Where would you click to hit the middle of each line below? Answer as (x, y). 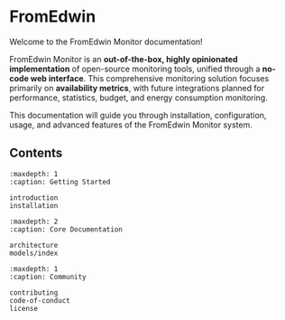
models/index (34, 253)
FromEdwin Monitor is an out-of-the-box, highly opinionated (124, 59)
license (24, 308)
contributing (34, 292)
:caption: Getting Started (60, 182)
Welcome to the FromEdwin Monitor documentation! (106, 42)
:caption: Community (48, 277)
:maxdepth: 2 (34, 221)
